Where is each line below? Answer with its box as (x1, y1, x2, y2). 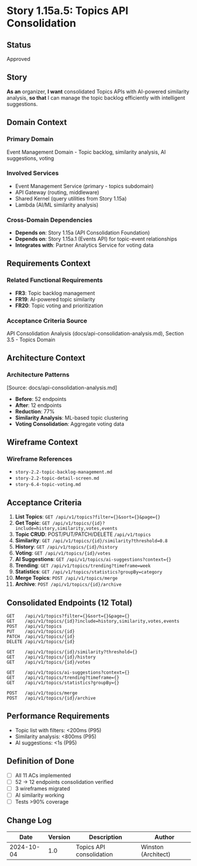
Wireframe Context (6, 437, 78, 447)
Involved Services (6, 169, 59, 177)
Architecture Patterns (6, 371, 70, 379)
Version (48, 833, 71, 841)
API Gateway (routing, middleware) (15, 189, 99, 196)
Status (6, 40, 32, 50)
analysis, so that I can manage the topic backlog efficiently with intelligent (6, 94, 186, 101)
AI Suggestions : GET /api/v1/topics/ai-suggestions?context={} (15, 556, 172, 563)
